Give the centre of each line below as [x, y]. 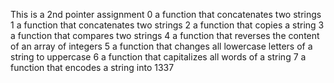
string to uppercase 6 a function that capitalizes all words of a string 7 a [158, 57]
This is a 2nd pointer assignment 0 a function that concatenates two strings [166, 14]
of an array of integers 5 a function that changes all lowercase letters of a [161, 46]
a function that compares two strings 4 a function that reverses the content [165, 35]
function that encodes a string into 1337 [92, 67]
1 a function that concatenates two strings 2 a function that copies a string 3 [167, 25]
